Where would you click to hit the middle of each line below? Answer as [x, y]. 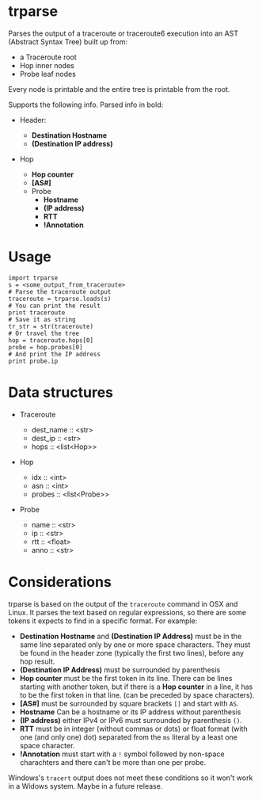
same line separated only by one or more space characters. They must [135, 645]
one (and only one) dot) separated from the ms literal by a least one [129, 737]
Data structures [61, 392]
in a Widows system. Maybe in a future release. [85, 786]
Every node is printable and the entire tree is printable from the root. [119, 89]
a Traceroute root [48, 57]
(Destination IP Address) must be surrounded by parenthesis [120, 670]
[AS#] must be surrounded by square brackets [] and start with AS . [129, 703]
